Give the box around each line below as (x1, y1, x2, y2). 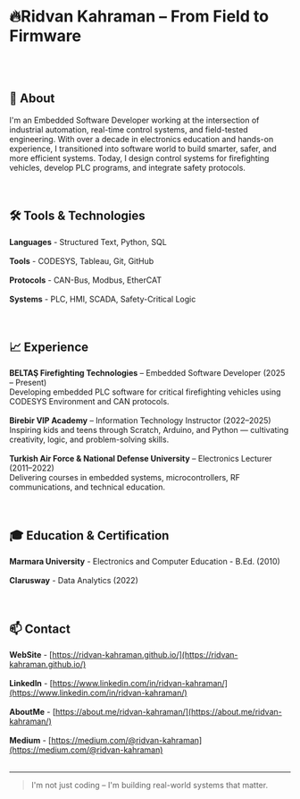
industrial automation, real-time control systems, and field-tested (9, 123, 248, 135)
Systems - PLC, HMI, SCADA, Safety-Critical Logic (9, 293, 196, 304)
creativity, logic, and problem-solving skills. (9, 434, 170, 445)
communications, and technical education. (9, 481, 166, 493)
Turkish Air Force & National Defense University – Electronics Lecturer (9, 454, 272, 464)
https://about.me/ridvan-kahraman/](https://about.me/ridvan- (54, 707, 283, 717)
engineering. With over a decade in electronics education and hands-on (9, 133, 274, 144)
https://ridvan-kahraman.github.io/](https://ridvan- (52, 650, 238, 659)
